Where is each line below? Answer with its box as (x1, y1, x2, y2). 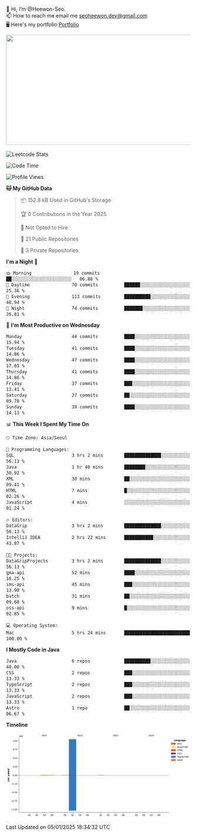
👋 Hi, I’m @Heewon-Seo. (6, 6, 66, 12)
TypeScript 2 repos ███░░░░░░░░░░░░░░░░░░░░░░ (6, 682, 191, 688)
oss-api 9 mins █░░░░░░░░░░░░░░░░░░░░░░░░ (6, 605, 191, 611)
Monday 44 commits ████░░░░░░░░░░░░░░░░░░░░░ (6, 334, 191, 340)
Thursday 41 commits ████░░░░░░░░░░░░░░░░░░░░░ (6, 369, 191, 375)
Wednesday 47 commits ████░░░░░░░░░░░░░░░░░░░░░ (6, 357, 191, 363)
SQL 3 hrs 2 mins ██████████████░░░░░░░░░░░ (6, 452, 191, 458)
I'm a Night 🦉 (6, 258, 38, 265)
